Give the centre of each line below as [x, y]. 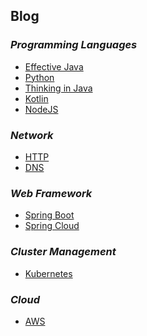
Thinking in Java [58, 88]
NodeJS [41, 109]
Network [32, 135]
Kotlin [36, 98]
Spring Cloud [52, 226]
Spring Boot [49, 215]
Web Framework [51, 193]
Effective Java [54, 66]
